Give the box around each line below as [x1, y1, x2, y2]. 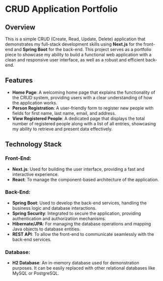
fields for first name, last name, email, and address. [12, 110, 116, 116]
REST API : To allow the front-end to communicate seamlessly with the [12, 231, 154, 237]
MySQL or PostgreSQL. [12, 270, 60, 276]
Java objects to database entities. [12, 226, 81, 232]
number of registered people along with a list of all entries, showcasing [12, 120, 156, 126]
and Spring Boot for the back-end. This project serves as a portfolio [14, 47, 152, 52]
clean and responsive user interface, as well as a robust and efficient [5, 57, 145, 62]
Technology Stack [5, 140, 62, 148]
